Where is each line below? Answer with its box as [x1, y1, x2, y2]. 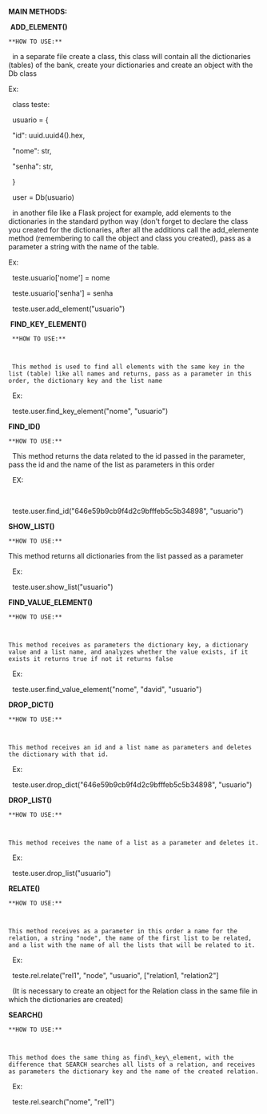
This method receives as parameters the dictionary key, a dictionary [8, 641, 249, 649]
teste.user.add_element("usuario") [11, 304, 126, 313]
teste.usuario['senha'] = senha [11, 288, 114, 298]
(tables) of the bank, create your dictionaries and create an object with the [8, 60, 253, 70]
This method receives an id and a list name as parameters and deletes [8, 743, 252, 751]
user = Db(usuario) [11, 193, 74, 202]
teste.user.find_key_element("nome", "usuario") [11, 407, 169, 416]
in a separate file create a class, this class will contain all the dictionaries [11, 52, 251, 61]
